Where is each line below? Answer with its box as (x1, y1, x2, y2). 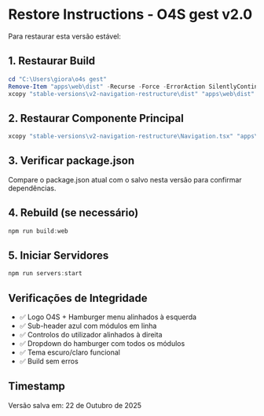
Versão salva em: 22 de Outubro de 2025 (8, 400, 142, 410)
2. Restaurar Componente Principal (8, 112, 185, 125)
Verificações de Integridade (8, 291, 148, 304)
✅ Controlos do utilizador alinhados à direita (19, 330, 163, 340)
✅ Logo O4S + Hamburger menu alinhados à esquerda (19, 312, 197, 322)
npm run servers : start (8, 270, 82, 278)
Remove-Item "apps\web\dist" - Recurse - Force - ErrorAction (8, 83, 206, 90)
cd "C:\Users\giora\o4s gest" (8, 75, 108, 83)
